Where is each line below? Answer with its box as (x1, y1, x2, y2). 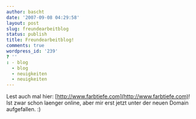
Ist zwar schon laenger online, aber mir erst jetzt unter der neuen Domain (6, 99, 189, 106)
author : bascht (6, 8, 45, 15)
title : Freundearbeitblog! (6, 37, 74, 43)
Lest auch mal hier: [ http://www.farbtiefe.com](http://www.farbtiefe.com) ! (6, 93, 191, 100)
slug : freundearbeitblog (6, 25, 69, 32)
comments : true (6, 43, 45, 49)
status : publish (6, 31, 47, 37)
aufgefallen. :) (6, 106, 41, 113)
